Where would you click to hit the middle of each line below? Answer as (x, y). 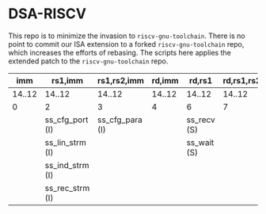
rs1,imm (67, 80)
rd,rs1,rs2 (242, 80)
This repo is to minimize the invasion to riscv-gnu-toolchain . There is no (127, 36)
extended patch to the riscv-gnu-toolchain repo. (88, 61)
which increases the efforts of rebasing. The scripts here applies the (120, 52)
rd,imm (165, 80)
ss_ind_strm (67, 165)
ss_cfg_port (66, 120)
